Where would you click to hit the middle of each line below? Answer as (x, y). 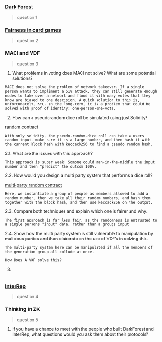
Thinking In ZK (23, 309)
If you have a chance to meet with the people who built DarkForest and (83, 329)
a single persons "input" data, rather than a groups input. (68, 224)
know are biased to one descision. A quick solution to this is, (72, 100)
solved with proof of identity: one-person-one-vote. (61, 108)
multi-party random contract (33, 185)
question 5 (28, 320)
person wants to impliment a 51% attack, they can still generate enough (81, 91)
